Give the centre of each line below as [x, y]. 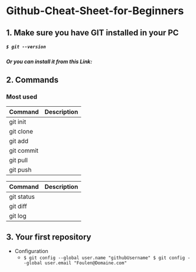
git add [19, 141]
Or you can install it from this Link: [49, 61]
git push [20, 170]
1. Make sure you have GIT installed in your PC [92, 33]
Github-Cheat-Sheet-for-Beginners [95, 11]
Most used [22, 97]
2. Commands [32, 80]
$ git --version [26, 47]
